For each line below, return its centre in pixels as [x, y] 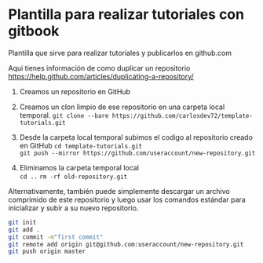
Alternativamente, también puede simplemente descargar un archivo [119, 191]
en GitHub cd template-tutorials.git [81, 145]
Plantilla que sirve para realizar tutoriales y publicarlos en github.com [120, 53]
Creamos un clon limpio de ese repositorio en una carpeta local [122, 107]
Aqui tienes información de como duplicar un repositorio [99, 68]
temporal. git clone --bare [64, 115]
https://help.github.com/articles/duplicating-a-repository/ [101, 76]
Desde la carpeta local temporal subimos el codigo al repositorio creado [136, 137]
